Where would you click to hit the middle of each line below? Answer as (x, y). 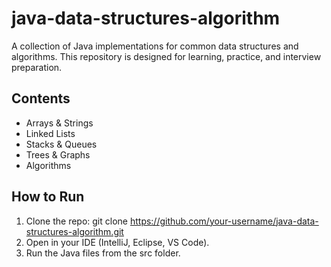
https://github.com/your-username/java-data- (224, 221)
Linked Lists (50, 133)
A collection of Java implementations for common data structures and (155, 46)
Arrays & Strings (59, 123)
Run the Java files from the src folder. (103, 253)
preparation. (37, 67)
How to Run (48, 197)
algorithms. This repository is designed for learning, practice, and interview (166, 56)
